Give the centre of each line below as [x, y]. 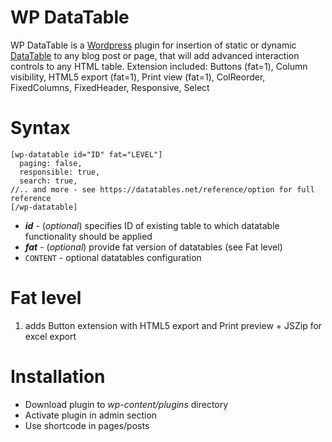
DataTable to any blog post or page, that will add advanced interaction [155, 55]
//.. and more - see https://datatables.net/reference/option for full [162, 189]
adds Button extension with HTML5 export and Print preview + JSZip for [173, 325]
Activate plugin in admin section [91, 415]
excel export [50, 336]
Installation [58, 377]
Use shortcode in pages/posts [87, 425]
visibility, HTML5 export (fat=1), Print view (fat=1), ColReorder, [138, 77]
